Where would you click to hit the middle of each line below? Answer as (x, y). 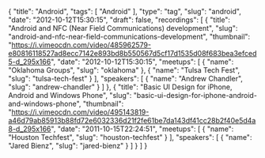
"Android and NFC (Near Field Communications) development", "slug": (123, 28)
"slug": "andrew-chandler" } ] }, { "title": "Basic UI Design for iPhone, (120, 87)
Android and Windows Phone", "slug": (70, 95)
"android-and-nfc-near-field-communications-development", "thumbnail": (129, 36)
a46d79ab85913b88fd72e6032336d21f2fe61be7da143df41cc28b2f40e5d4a (132, 120)
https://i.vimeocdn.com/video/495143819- (80, 112)
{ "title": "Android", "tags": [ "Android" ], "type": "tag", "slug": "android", (125, 11)
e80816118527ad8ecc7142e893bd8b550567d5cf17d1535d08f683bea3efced (132, 53)
